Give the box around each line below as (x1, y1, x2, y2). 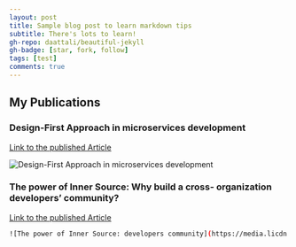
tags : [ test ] (9, 54, 58, 63)
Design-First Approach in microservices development (9, 121, 246, 134)
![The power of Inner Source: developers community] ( (9, 229, 213, 238)
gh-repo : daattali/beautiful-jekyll (9, 37, 144, 47)
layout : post (9, 12, 58, 22)
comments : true (9, 63, 66, 72)
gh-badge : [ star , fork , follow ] (9, 46, 129, 55)
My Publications (9, 95, 101, 111)
